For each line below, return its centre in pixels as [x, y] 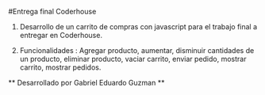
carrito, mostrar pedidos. [60, 67]
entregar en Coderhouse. [61, 35]
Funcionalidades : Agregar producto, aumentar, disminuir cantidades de [137, 50]
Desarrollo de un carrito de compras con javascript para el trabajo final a [138, 27]
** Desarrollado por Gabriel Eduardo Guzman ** [86, 83]
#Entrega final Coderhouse [52, 11]
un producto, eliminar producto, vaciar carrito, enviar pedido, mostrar [133, 59]
